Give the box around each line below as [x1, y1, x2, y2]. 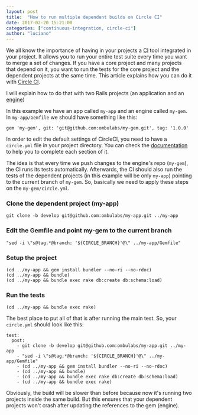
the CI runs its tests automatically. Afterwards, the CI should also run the [6, 166, 182, 173]
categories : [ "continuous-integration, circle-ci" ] [6, 25, 136, 31]
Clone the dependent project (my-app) [6, 199, 119, 208]
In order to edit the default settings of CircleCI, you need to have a [6, 135, 167, 142]
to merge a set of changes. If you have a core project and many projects [6, 60, 182, 67]
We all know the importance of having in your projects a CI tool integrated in [6, 47, 191, 54]
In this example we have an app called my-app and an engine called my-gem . [6, 108, 187, 115]
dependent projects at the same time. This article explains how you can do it [6, 72, 192, 79]
